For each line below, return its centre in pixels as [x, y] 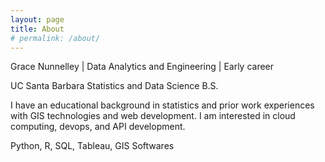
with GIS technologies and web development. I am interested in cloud [153, 116]
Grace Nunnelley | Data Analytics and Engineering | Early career [142, 67]
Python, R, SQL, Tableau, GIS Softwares [92, 146]
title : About [37, 29]
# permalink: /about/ [55, 38]
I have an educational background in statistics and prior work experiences [162, 105]
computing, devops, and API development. [98, 127]
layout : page [37, 19]
